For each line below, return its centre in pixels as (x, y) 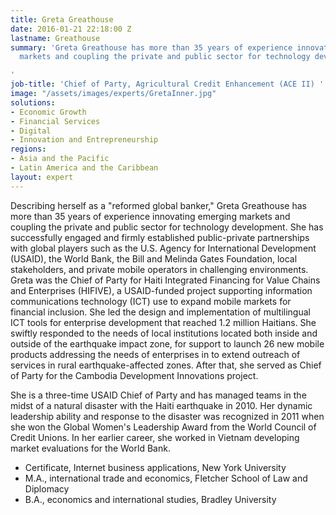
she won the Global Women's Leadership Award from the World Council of (163, 427)
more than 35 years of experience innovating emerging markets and (150, 216)
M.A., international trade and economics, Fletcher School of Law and (166, 478)
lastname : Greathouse (55, 38)
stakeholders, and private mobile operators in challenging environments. (159, 269)
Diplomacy (47, 488)
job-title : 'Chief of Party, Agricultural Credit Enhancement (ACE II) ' (167, 84)
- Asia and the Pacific (60, 159)
